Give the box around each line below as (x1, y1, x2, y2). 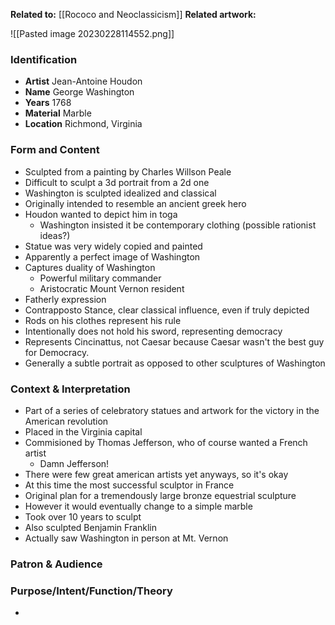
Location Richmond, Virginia (24, 118, 143, 130)
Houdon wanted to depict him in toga (24, 208, 178, 220)
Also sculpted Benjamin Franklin (24, 521, 158, 533)
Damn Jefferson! (39, 457, 110, 469)
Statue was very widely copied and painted (24, 240, 203, 252)
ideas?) (39, 229, 71, 241)
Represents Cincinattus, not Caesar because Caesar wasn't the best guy (24, 335, 325, 348)
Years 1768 (24, 97, 72, 109)
